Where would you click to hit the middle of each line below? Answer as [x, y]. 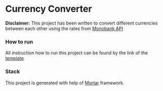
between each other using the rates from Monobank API [64, 28]
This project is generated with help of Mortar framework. [65, 83]
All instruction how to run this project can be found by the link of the [77, 53]
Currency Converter [49, 9]
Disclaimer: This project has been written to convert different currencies [81, 23]
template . [15, 58]
